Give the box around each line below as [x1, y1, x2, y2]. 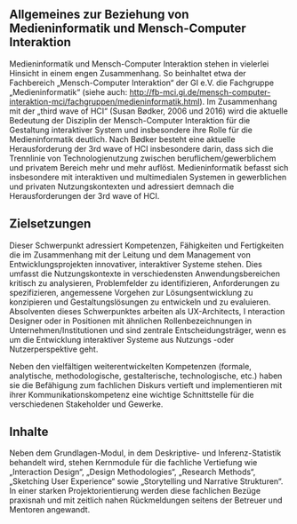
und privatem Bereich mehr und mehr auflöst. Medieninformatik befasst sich [9, 162, 289, 172]
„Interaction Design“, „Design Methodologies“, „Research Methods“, [9, 466, 256, 478]
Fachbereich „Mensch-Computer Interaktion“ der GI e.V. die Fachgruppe [9, 77, 274, 88]
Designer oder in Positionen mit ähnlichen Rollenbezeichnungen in [9, 315, 253, 326]
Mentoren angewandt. [9, 504, 91, 515]
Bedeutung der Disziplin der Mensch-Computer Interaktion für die [9, 115, 251, 125]
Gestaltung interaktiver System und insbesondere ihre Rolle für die [9, 124, 253, 135]
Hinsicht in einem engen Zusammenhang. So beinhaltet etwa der [9, 67, 246, 78]
